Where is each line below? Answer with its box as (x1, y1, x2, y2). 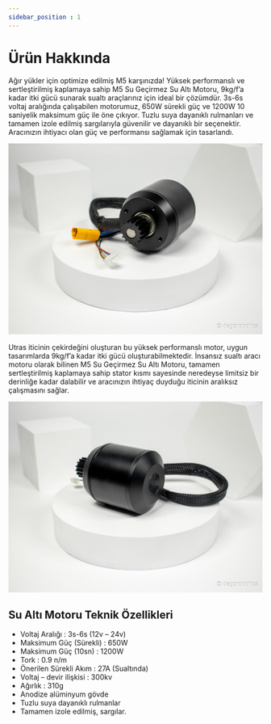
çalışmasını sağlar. (8, 385, 70, 395)
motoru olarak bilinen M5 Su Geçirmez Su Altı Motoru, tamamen (8, 360, 220, 369)
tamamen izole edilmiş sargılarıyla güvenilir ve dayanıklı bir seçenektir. (8, 118, 242, 128)
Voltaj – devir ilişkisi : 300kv (19, 672, 113, 682)
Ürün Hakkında (8, 48, 110, 67)
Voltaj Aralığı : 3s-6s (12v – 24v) (19, 629, 127, 639)
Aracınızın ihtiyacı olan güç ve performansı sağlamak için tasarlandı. (8, 127, 234, 137)
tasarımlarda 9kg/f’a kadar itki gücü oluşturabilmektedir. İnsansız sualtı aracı (8, 351, 261, 360)
